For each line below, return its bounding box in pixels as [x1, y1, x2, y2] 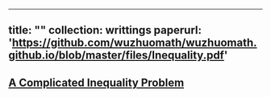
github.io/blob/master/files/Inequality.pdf [8, 49, 224, 63]
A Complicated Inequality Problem [8, 75, 185, 89]
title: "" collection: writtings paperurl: [8, 23, 202, 37]
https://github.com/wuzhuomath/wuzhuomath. [11, 36, 257, 50]
